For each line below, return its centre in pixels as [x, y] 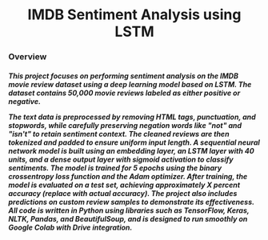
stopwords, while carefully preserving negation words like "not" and [125, 125]
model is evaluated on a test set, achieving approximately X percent [124, 185]
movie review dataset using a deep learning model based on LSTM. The [130, 84]
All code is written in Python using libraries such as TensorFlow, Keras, [129, 210]
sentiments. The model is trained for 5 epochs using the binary [115, 168]
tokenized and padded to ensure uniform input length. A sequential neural [134, 142]
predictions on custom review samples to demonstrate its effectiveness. [131, 202]
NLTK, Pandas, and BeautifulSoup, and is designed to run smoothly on [128, 218]
